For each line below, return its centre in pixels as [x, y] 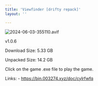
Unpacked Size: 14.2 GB [29, 60]
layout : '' [16, 14]
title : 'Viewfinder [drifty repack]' [43, 9]
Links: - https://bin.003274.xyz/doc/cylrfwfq [49, 78]
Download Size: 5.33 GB [29, 50]
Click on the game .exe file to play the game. [49, 69]
